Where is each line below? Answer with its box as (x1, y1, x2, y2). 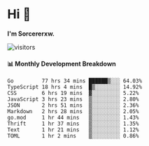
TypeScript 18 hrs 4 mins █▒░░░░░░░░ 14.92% (7, 84, 142, 91)
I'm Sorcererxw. (7, 29, 55, 38)
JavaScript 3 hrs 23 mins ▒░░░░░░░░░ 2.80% (7, 96, 139, 103)
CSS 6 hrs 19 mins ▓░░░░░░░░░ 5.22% (7, 90, 139, 97)
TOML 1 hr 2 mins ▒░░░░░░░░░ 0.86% (7, 133, 139, 140)
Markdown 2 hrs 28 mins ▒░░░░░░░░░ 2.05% (7, 108, 139, 115)
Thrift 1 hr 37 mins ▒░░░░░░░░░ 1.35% (7, 120, 139, 128)
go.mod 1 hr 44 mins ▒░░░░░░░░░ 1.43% (7, 115, 139, 122)
